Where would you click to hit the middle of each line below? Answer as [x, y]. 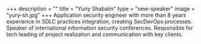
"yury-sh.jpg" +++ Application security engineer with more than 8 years [96, 15]
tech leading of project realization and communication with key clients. [95, 34]
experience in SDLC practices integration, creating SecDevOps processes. [99, 21]
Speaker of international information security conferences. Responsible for [100, 28]
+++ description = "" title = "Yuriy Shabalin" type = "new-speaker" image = [101, 9]
